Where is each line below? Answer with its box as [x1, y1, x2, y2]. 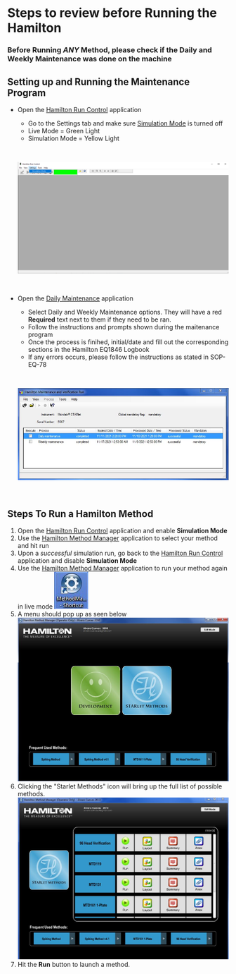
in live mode [17, 602, 53, 611]
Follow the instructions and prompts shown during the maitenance [27, 323, 220, 331]
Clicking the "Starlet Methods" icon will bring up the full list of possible [17, 782, 223, 791]
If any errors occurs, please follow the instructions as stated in [27, 353, 209, 361]
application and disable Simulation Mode [17, 556, 137, 565]
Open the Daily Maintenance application [17, 294, 133, 303]
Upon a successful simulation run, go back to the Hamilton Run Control [17, 549, 223, 558]
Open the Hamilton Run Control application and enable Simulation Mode [17, 527, 228, 535]
